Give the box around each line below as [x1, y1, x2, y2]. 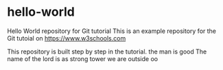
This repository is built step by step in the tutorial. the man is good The [7, 47, 207, 56]
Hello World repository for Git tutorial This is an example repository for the [7, 27, 217, 35]
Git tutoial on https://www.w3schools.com [7, 34, 126, 42]
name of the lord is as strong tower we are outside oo [7, 54, 159, 62]
